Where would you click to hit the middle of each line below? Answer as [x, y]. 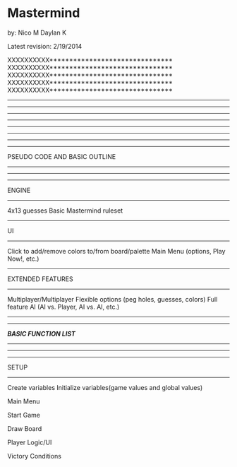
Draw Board [25, 428]
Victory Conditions [35, 456]
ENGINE [19, 190]
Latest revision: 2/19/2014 [45, 46]
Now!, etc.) [23, 259]
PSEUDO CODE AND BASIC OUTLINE [62, 156]
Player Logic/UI [30, 442]
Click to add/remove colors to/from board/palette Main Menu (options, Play [116, 251]
